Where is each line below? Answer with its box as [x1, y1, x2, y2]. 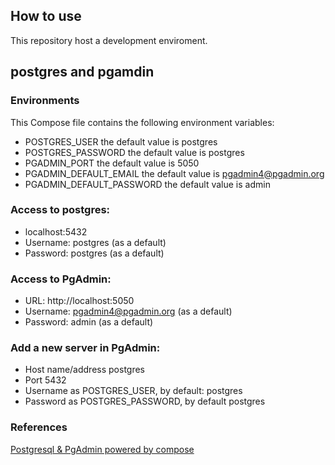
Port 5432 [24, 374, 67, 386]
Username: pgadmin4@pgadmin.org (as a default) [24, 305, 233, 318]
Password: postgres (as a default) [24, 247, 165, 259]
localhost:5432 [24, 225, 88, 238]
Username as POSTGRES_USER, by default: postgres [24, 385, 243, 397]
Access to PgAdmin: [10, 272, 112, 286]
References [10, 420, 68, 434]
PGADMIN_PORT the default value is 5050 [24, 157, 200, 169]
